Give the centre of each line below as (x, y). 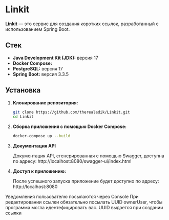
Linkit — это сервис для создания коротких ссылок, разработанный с (82, 24)
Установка (23, 90)
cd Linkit (23, 117)
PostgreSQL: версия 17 (38, 68)
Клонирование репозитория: (45, 103)
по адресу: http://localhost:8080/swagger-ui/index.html (72, 161)
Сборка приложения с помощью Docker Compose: (70, 126)
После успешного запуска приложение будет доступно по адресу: (86, 181)
